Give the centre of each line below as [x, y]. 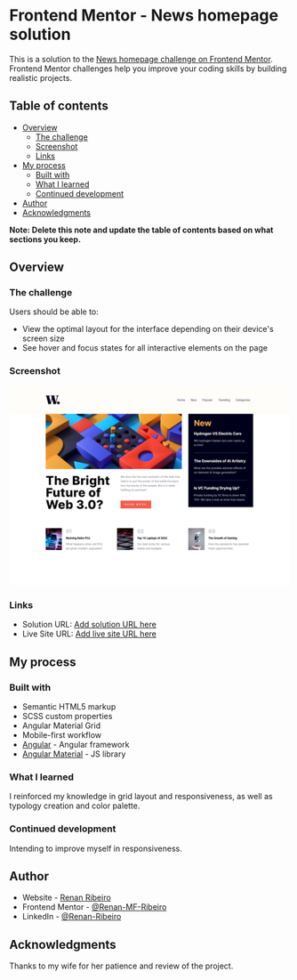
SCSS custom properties [67, 717]
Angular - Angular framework [76, 745]
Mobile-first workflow [62, 735]
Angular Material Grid [61, 725]
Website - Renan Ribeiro [66, 898]
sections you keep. [45, 239]
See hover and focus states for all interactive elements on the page [145, 348]
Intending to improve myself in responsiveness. [96, 848]
